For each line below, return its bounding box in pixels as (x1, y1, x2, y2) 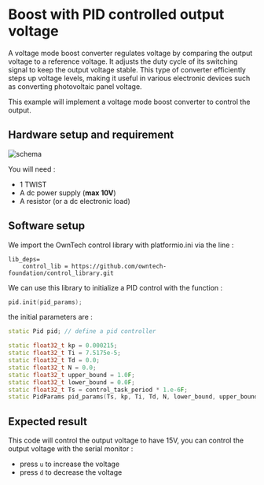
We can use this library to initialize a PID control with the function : (8, 283, 223, 292)
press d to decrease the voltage (19, 468, 123, 477)
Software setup (8, 219, 86, 233)
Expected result (8, 415, 88, 428)
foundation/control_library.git (8, 269, 114, 277)
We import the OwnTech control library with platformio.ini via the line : (8, 240, 234, 250)
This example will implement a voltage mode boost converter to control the (8, 97, 251, 106)
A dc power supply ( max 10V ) (19, 187, 116, 198)
